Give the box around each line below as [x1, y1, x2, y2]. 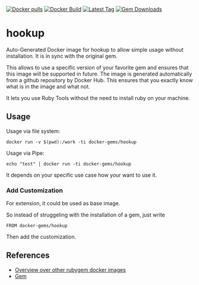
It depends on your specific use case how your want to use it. [6, 171, 157, 178]
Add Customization [6, 186, 64, 195]
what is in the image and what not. [6, 83, 90, 90]
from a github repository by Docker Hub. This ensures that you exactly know [6, 76, 193, 83]
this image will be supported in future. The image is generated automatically [6, 70, 192, 77]
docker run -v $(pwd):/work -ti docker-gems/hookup [6, 139, 137, 145]
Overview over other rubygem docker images [14, 266, 126, 273]
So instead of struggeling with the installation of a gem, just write [6, 211, 165, 218]
